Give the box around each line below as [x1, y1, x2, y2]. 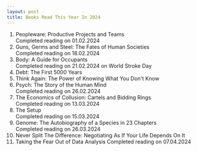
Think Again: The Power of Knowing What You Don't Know [15, 75, 160, 82]
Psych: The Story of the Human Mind [15, 81, 107, 88]
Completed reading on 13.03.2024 [15, 100, 100, 107]
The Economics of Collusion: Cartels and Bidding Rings [15, 93, 152, 101]
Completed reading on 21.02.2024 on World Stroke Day [15, 62, 152, 69]
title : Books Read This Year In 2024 [7, 14, 101, 20]
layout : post [7, 8, 39, 15]
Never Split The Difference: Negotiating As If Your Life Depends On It [15, 131, 186, 139]
